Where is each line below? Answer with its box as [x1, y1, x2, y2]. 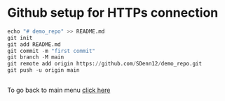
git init [7, 34, 33, 41]
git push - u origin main [7, 67, 80, 74]
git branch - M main [7, 54, 64, 61]
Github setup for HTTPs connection [7, 5, 219, 21]
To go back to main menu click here [7, 86, 111, 95]
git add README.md [7, 40, 61, 48]
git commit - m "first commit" [7, 47, 96, 54]
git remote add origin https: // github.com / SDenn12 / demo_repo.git [7, 61, 202, 68]
